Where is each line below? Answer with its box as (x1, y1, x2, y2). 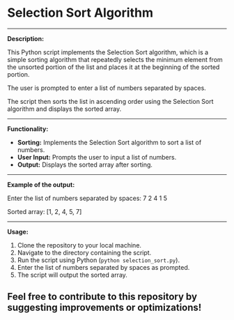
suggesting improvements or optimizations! (7, 302, 202, 314)
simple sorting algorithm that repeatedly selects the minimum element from (7, 55, 223, 63)
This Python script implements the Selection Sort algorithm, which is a (7, 47, 209, 56)
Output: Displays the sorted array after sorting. (17, 160, 153, 169)
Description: (7, 34, 44, 43)
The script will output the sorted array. (17, 271, 127, 279)
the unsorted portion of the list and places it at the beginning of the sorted (7, 63, 220, 71)
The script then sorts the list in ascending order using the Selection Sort (7, 97, 214, 105)
